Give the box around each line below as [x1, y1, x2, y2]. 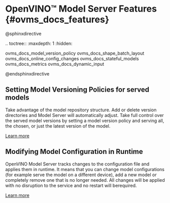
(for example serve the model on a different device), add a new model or [5, 172, 157, 178]
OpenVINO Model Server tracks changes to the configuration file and [5, 160, 150, 167]
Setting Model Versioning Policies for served [5, 86, 150, 94]
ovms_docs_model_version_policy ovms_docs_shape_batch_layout [5, 50, 145, 56]
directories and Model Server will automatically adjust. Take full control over [5, 112, 164, 118]
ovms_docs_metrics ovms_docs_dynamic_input [5, 61, 105, 67]
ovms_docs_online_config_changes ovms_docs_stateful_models [5, 55, 139, 61]
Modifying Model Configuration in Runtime [5, 147, 143, 156]
